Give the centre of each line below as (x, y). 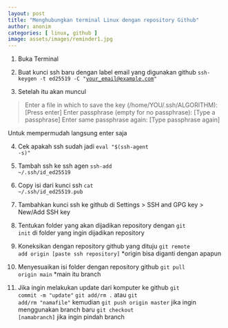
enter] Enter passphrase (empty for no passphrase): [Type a (130, 113)
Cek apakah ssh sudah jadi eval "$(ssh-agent (83, 146)
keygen (27, 79)
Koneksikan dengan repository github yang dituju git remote (104, 247)
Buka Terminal (38, 59)
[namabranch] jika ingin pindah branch (71, 317)
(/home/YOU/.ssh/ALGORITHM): (172, 105)
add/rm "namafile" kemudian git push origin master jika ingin (107, 302)
